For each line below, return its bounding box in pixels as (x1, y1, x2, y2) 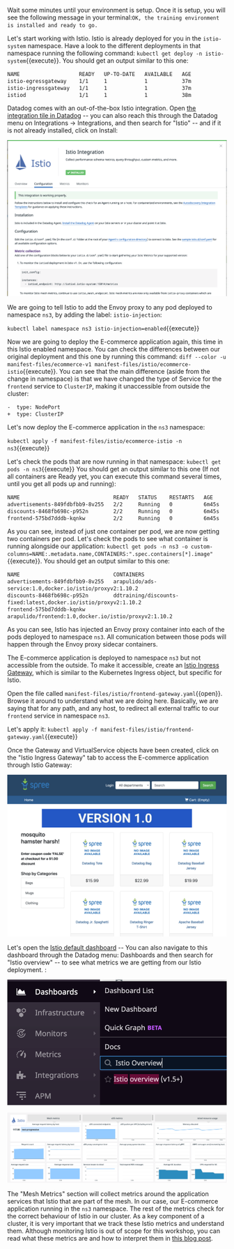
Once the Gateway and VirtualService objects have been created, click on (7, 745, 219, 754)
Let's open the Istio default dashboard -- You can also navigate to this (7, 943, 208, 951)
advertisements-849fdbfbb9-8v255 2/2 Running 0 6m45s (7, 501, 219, 508)
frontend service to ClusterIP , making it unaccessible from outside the (7, 381, 210, 390)
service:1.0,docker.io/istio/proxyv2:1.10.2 (7, 585, 139, 592)
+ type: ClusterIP (7, 411, 64, 418)
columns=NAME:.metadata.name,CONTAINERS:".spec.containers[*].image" (7, 550, 214, 557)
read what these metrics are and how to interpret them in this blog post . (7, 1234, 214, 1243)
